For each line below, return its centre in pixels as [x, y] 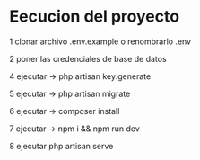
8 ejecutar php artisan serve [61, 146]
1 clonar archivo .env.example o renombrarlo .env [100, 41]
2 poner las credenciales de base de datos [88, 58]
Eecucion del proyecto [95, 17]
